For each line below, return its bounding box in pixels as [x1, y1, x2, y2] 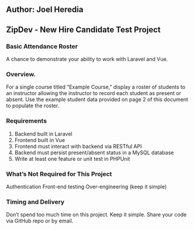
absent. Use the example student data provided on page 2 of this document [6, 96, 189, 103]
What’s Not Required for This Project [6, 170, 112, 178]
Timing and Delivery [6, 198, 65, 206]
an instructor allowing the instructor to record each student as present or [6, 90, 181, 97]
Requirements [6, 117, 47, 125]
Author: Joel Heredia [6, 5, 84, 15]
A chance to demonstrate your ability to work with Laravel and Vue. [6, 56, 168, 63]
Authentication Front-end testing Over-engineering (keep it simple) [6, 183, 167, 190]
